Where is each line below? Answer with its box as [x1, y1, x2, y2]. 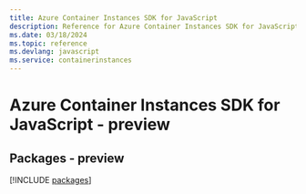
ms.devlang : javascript [9, 47, 100, 56]
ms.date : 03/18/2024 [9, 30, 88, 39]
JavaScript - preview [9, 115, 171, 135]
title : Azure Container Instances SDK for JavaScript [9, 13, 219, 23]
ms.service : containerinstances [9, 56, 132, 65]
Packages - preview [9, 150, 125, 166]
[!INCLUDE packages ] [9, 175, 92, 185]
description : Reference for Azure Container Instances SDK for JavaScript [9, 22, 300, 31]
